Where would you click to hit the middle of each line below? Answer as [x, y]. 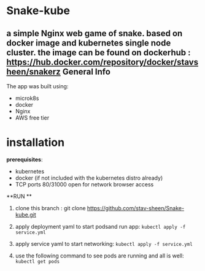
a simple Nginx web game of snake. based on [95, 33]
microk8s [27, 98]
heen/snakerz [34, 71]
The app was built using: [37, 86]
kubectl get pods [37, 261]
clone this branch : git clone [50, 208]
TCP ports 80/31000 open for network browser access [84, 184]
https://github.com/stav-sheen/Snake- [136, 208]
